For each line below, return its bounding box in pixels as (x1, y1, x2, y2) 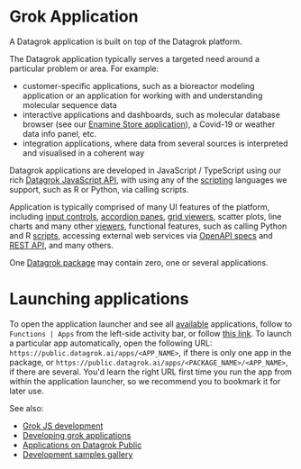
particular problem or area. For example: (9, 63, 160, 74)
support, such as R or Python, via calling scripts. (9, 184, 189, 194)
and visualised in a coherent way (22, 147, 145, 158)
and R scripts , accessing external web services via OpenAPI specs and (9, 230, 273, 240)
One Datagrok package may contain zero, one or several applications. (9, 257, 269, 267)
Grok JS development (22, 420, 104, 431)
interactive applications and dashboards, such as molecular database (22, 109, 281, 120)
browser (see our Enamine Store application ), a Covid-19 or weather (22, 119, 276, 130)
